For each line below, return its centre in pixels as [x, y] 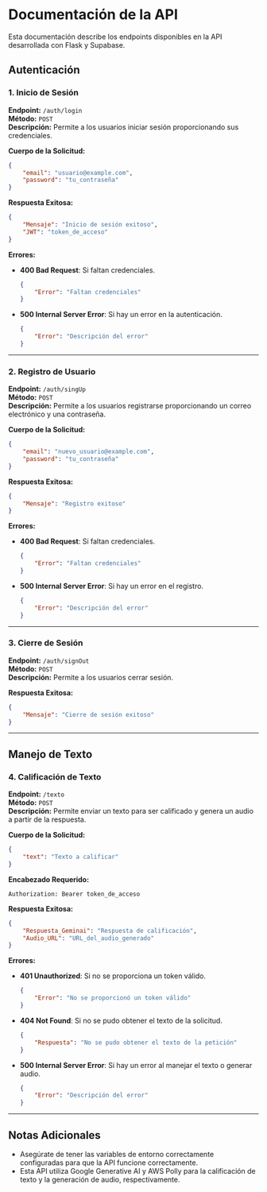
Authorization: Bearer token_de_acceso [74, 894]
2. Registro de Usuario [52, 371]
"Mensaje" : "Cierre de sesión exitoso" [89, 714]
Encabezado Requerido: [49, 879]
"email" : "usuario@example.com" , [78, 172]
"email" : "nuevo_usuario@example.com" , [89, 452]
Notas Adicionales [54, 1135]
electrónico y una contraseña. [57, 414]
